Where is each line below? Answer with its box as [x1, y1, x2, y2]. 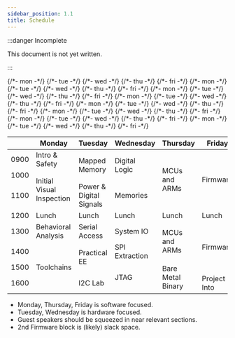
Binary [162, 281, 184, 291]
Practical [78, 248, 108, 257]
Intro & [36, 150, 58, 160]
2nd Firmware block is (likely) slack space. [17, 323, 141, 331]
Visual [36, 184, 57, 194]
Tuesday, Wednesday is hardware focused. [17, 308, 142, 316]
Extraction [114, 250, 148, 260]
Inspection [36, 194, 71, 203]
